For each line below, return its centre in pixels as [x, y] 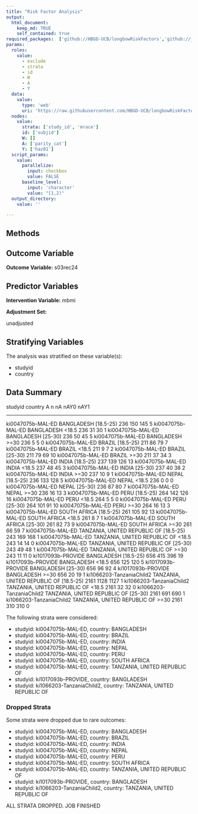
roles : [19, 50]
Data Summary [34, 393]
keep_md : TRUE [34, 28]
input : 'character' [51, 188]
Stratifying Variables [45, 342]
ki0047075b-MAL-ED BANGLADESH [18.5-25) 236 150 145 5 [80, 424]
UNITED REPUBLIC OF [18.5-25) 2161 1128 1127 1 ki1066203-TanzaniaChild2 [98, 581]
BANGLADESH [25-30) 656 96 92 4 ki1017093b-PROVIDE [100, 568]
